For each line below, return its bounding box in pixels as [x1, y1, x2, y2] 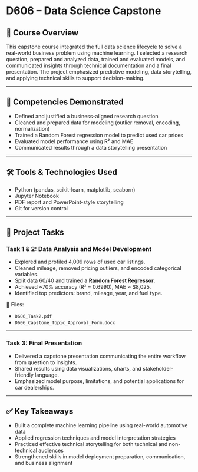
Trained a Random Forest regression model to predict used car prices [14, 131, 184, 138]
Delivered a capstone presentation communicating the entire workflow [14, 352, 186, 359]
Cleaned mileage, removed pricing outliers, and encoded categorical [14, 265, 181, 272]
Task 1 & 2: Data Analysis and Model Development [6, 245, 152, 253]
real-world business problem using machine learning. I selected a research [6, 49, 188, 57]
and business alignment [14, 460, 72, 467]
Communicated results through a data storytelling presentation [14, 144, 167, 151]
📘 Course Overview [6, 28, 79, 38]
